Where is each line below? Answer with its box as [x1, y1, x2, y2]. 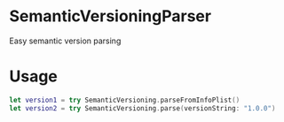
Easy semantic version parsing [9, 35, 122, 46]
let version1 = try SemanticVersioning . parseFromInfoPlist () [9, 95, 241, 104]
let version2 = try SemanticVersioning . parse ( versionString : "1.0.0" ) [9, 103, 276, 112]
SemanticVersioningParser [9, 6, 211, 27]
